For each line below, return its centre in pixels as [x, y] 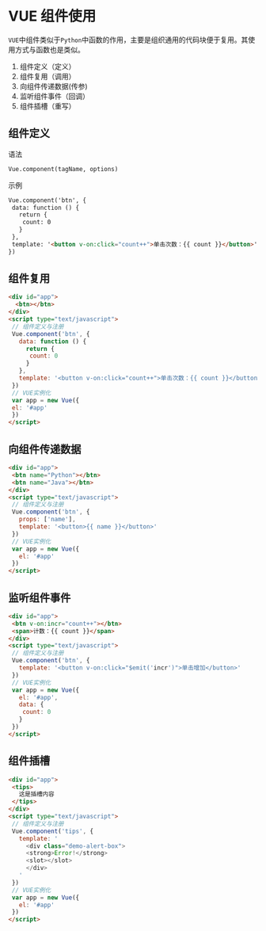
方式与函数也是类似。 [49, 49]
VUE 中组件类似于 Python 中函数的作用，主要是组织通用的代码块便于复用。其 [128, 40]
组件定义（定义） [47, 66]
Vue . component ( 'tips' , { [52, 831]
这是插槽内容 [36, 794]
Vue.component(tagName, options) [63, 169]
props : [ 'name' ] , [47, 520]
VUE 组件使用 [52, 16]
